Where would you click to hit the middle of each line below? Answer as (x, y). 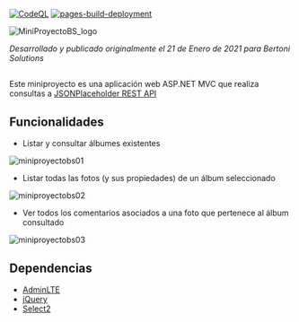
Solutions (27, 58)
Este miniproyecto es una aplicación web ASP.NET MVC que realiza (134, 84)
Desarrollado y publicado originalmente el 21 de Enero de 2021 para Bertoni (149, 48)
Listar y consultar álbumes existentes (91, 144)
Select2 (36, 309)
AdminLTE (41, 290)
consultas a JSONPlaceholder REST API (83, 93)
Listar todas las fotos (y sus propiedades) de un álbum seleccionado (149, 178)
